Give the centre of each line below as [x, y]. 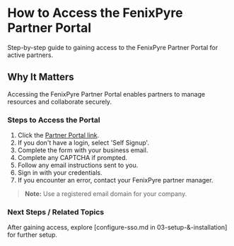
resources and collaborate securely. [59, 102]
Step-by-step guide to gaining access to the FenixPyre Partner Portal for [113, 47]
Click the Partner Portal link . [58, 135]
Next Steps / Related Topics [56, 211]
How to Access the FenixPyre [95, 13]
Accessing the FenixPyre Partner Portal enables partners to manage [106, 94]
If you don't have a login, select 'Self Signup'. [83, 143]
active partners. [30, 55]
